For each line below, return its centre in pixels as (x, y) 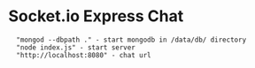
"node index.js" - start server (76, 47)
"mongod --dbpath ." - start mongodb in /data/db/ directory (131, 40)
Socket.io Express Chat (96, 16)
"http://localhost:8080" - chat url (84, 55)
